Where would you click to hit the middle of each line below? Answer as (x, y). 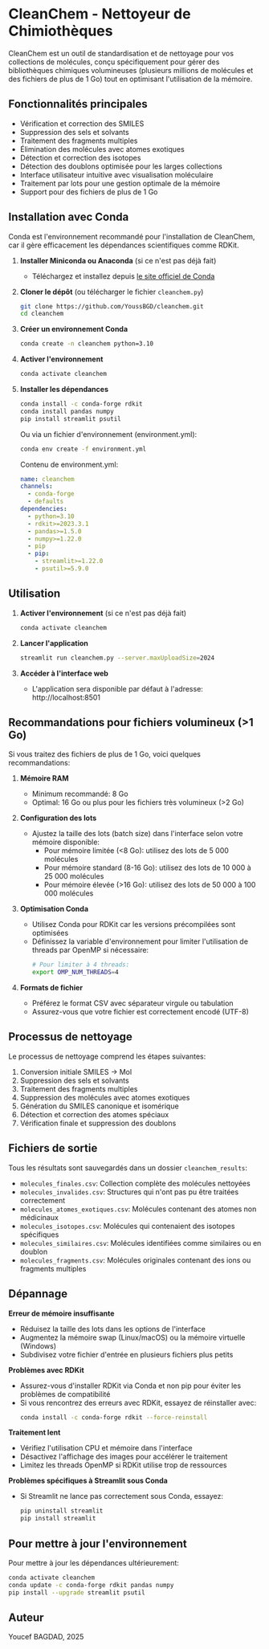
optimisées (50, 933)
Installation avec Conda (69, 217)
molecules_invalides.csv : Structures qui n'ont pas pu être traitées (129, 1192)
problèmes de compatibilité (65, 1394)
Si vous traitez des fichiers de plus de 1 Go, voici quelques (105, 754)
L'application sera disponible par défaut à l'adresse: (117, 688)
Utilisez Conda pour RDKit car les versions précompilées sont (134, 925)
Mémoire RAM (45, 778)
